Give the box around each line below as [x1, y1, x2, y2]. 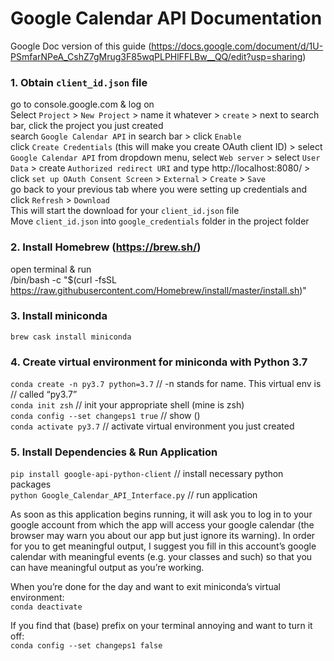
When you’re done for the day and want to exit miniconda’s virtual [10, 581, 281, 593]
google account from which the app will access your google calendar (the [10, 519, 315, 531]
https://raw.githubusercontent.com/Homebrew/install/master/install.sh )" [10, 284, 307, 296]
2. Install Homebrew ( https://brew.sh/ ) [10, 240, 202, 254]
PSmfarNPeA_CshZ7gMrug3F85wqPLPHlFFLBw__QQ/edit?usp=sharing [10, 50, 303, 62]
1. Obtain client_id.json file [10, 75, 148, 89]
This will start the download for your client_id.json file [10, 205, 240, 217]
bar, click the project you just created [10, 120, 164, 132]
